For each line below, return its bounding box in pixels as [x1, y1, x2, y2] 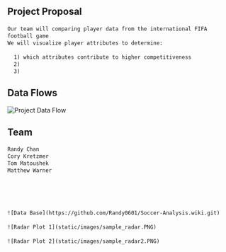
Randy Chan [7, 146, 40, 153]
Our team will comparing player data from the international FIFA [7, 25, 208, 33]
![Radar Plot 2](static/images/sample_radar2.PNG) [7, 238, 160, 245]
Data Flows [7, 87, 58, 99]
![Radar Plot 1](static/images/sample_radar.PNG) [7, 224, 157, 231]
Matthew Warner [7, 167, 52, 174]
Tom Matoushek [7, 160, 50, 167]
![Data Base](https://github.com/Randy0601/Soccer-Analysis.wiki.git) [7, 210, 220, 217]
